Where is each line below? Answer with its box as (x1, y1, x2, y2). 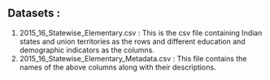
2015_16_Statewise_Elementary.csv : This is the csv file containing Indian (19, 27, 263, 37)
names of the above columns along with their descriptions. (19, 62, 216, 72)
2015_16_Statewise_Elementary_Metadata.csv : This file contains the (19, 53, 247, 63)
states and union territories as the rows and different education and (19, 36, 246, 46)
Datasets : (7, 6, 60, 20)
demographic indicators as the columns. (19, 44, 155, 55)
